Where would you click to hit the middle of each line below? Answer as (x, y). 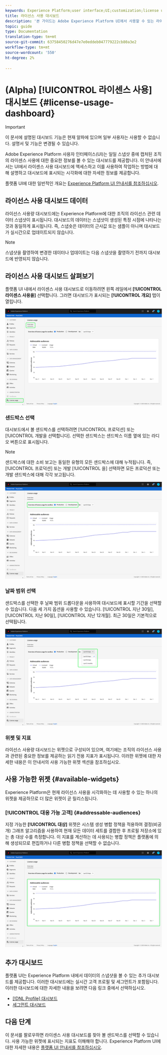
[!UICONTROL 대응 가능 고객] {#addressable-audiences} (73, 812)
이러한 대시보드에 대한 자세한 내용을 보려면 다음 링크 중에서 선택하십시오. (75, 988)
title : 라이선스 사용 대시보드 (32, 16)
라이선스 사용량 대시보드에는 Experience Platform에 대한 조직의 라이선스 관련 (80, 214)
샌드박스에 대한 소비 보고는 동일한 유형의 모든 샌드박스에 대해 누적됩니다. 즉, (79, 462)
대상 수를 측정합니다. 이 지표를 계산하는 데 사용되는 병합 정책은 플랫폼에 (84, 837)
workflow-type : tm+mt (28, 47)
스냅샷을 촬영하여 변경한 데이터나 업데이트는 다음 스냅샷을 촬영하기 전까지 (76, 253)
